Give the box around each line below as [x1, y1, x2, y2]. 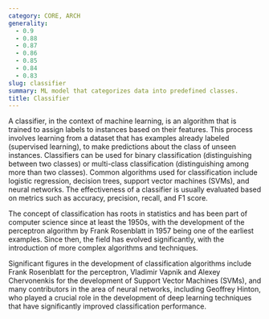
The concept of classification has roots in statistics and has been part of [8, 209, 247, 218]
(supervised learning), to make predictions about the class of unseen [8, 142, 237, 151]
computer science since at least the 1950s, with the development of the [8, 217, 245, 227]
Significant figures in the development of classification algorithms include [8, 259, 251, 268]
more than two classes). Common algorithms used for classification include [8, 168, 259, 177]
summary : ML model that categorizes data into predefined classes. [8, 86, 239, 95]
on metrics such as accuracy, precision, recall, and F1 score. [8, 193, 209, 203]
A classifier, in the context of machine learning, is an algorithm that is [8, 116, 237, 126]
